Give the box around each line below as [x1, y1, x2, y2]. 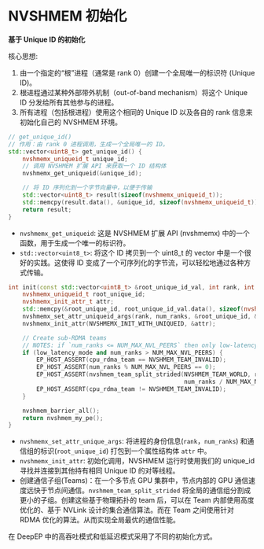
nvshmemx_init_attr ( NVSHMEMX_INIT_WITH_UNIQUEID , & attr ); [22, 319, 216, 327]
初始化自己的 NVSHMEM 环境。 [19, 117, 122, 127]
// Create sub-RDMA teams [22, 333, 108, 342]
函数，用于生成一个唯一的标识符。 [19, 238, 130, 248]
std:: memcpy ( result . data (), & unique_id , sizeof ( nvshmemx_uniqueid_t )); [22, 198, 262, 206]
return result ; [22, 205, 72, 213]
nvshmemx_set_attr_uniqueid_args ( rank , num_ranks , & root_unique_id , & [22, 312, 258, 321]
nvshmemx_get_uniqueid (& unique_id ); [22, 170, 143, 178]
